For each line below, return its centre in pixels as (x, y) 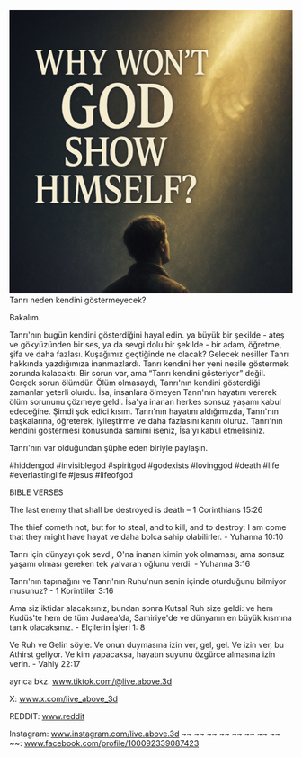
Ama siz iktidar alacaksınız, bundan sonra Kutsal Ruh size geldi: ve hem (142, 608)
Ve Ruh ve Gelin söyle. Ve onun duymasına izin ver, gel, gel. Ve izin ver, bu (147, 645)
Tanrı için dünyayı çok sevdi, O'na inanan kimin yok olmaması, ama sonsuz (147, 554)
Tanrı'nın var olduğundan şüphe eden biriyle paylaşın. (109, 448)
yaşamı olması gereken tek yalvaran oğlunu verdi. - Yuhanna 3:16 (130, 564)
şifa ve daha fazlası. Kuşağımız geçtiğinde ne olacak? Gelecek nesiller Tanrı (149, 354)
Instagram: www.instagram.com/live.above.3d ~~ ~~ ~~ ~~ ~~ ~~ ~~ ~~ (145, 734)
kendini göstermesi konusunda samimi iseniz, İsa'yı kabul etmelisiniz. (137, 430)
